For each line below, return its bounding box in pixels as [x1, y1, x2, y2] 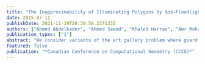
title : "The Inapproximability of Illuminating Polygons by [6, 9, 163, 15]
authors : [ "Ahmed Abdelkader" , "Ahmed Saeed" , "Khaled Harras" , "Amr [6, 26, 187, 32]
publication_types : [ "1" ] [6, 32, 72, 38]
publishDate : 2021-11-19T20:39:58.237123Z [6, 20, 116, 26]
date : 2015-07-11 [6, 15, 51, 21]
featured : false [6, 43, 48, 49]
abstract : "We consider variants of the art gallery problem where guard [6, 37, 198, 43]
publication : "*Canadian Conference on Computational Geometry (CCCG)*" [6, 49, 195, 55]
